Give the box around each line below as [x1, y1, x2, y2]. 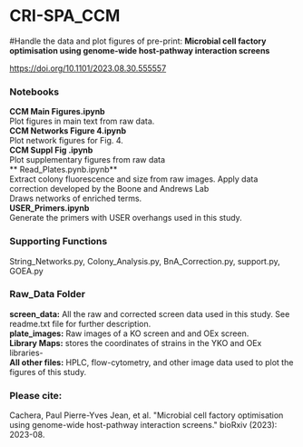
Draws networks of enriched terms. [9, 193, 142, 204]
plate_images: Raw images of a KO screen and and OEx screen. [9, 328, 249, 339]
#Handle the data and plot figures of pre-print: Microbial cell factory [9, 35, 267, 46]
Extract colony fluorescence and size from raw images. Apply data [9, 174, 259, 184]
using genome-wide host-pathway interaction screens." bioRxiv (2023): [9, 420, 278, 431]
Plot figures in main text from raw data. [9, 115, 155, 127]
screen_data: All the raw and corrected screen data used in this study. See [9, 308, 290, 319]
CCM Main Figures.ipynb [9, 106, 106, 117]
